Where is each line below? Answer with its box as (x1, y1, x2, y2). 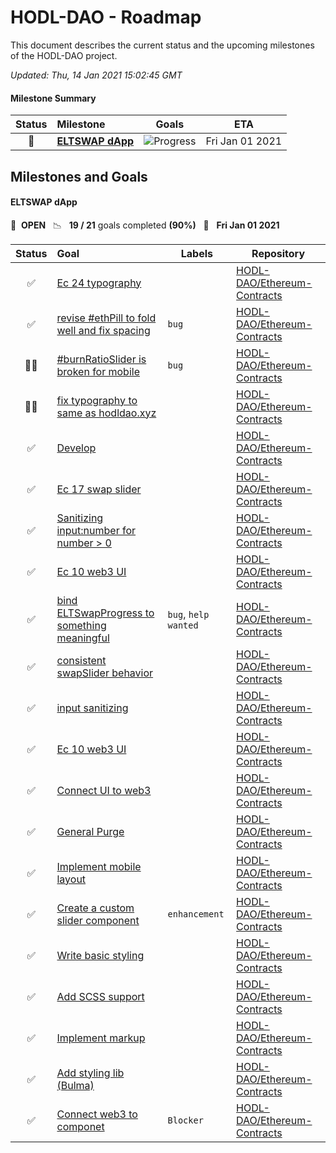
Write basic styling (56, 948, 145, 962)
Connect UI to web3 (56, 783, 152, 797)
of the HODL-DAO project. (10, 49, 118, 61)
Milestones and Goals (10, 168, 148, 185)
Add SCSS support (56, 989, 145, 1003)
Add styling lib (56, 1066, 125, 1080)
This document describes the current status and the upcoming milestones (10, 39, 315, 51)
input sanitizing (56, 701, 129, 715)
